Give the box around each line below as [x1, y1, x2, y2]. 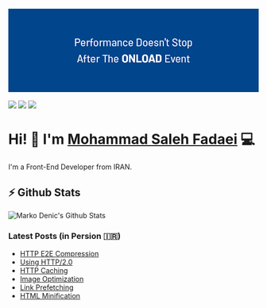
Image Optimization [19, 274, 84, 283]
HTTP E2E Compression [19, 248, 99, 258]
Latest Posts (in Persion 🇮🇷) [8, 231, 122, 242]
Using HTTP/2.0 [19, 257, 73, 267]
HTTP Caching [19, 265, 68, 275]
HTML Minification [19, 291, 81, 300]
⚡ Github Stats [8, 186, 81, 199]
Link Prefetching [19, 283, 74, 292]
